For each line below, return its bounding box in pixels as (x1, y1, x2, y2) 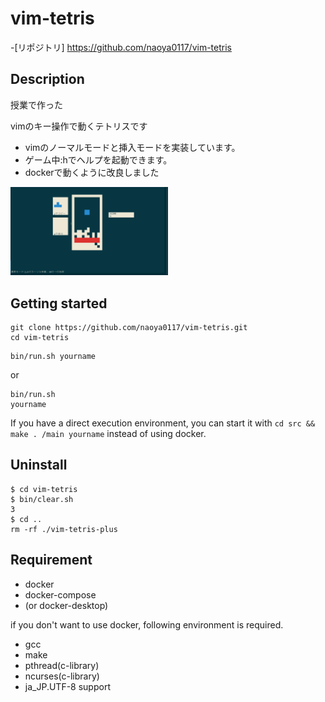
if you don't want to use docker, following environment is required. (10, 618, 284, 631)
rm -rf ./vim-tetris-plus (10, 524, 118, 534)
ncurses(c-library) (24, 670, 100, 682)
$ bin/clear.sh (10, 494, 74, 504)
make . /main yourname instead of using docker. (10, 428, 207, 440)
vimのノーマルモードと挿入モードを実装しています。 (24, 141, 241, 153)
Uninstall (10, 457, 68, 474)
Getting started (10, 295, 108, 312)
